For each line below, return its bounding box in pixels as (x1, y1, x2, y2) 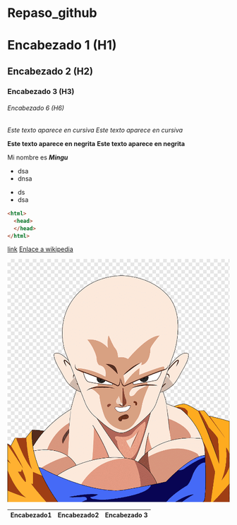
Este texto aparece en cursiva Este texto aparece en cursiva (7, 126, 183, 134)
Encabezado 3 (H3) (7, 86, 75, 96)
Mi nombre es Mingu (7, 153, 68, 162)
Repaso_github (7, 5, 97, 21)
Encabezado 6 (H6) (7, 104, 65, 112)
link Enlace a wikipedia (7, 245, 74, 253)
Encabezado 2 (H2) (7, 65, 94, 77)
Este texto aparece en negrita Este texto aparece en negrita (7, 139, 186, 147)
